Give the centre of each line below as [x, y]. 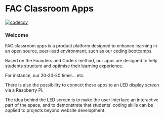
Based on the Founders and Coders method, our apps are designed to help [81, 61]
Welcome [17, 35]
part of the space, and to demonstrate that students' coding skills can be [79, 105]
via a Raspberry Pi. [24, 90]
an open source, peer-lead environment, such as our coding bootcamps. [79, 51]
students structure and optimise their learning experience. [64, 66]
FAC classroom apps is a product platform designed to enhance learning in [81, 46]
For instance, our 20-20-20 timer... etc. [45, 76]
